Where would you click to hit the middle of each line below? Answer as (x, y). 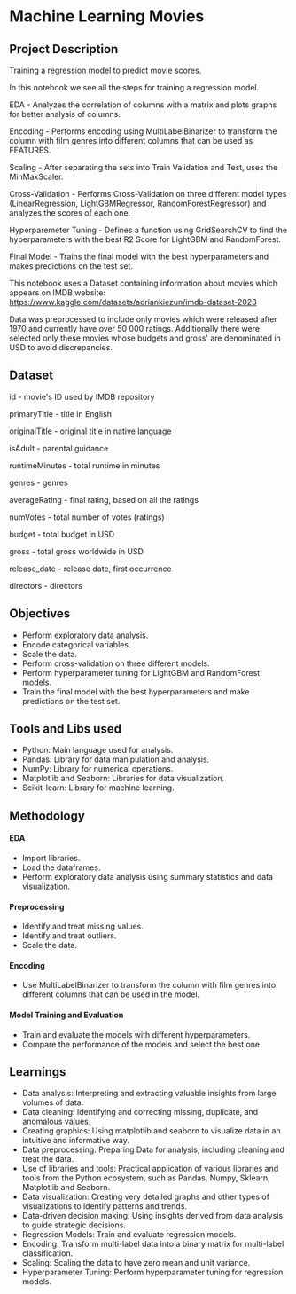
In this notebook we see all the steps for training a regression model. (134, 87)
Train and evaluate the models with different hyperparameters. (136, 1034)
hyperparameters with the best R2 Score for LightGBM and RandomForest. (145, 239)
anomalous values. (56, 1121)
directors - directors (46, 585)
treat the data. (48, 1159)
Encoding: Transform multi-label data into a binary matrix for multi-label (153, 1244)
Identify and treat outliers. (69, 936)
